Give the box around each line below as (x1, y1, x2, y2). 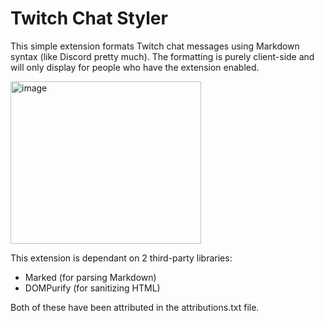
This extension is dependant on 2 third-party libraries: (10, 252, 233, 264)
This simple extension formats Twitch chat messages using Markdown (10, 40, 300, 52)
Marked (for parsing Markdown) (24, 271, 157, 283)
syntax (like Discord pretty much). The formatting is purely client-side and (10, 50, 315, 62)
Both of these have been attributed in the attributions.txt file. (10, 301, 260, 313)
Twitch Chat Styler (10, 7, 168, 30)
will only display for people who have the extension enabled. (10, 61, 260, 73)
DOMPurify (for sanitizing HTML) (24, 282, 161, 294)
